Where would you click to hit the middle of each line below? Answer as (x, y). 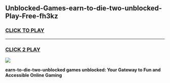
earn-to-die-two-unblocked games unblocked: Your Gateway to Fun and (83, 69)
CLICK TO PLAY (25, 31)
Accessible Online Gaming (34, 75)
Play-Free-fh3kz (32, 16)
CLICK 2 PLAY (23, 49)
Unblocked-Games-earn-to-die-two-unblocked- (84, 8)
